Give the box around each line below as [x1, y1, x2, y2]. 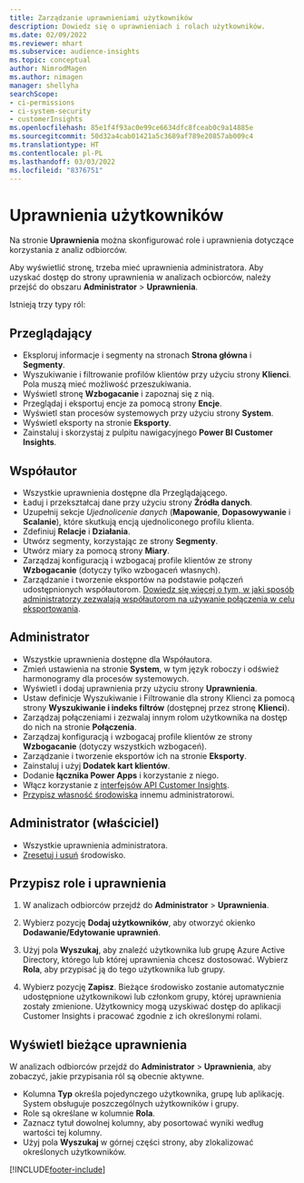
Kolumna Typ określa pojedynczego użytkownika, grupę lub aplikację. [22, 1088, 285, 1099]
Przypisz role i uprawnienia [9, 875, 167, 891]
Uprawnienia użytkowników [9, 205, 224, 226]
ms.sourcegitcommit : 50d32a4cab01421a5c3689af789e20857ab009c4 [9, 132, 254, 141]
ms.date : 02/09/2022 [9, 30, 88, 39]
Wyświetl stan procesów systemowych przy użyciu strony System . [22, 408, 274, 419]
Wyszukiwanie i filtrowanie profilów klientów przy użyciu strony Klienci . [22, 369, 292, 380]
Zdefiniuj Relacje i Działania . [22, 525, 131, 537]
